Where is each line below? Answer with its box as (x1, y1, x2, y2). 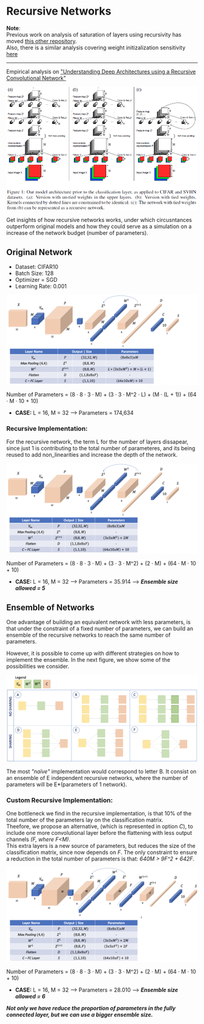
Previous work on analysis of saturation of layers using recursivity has (6, 30, 182, 38)
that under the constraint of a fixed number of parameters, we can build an (6, 625, 193, 632)
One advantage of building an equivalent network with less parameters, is (6, 618, 191, 626)
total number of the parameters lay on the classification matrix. (6, 816, 164, 824)
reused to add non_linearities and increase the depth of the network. (6, 451, 178, 459)
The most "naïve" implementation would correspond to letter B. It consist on (6, 768, 197, 775)
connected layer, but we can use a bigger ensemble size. (6, 1011, 153, 1019)
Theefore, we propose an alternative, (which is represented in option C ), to (6, 823, 193, 830)
